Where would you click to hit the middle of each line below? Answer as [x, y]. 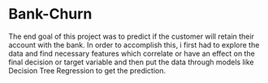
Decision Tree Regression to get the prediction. [87, 70]
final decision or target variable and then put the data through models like [131, 62]
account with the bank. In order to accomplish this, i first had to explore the [134, 44]
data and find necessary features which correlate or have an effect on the [132, 53]
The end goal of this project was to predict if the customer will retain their [131, 36]
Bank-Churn [50, 14]
